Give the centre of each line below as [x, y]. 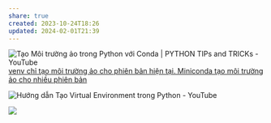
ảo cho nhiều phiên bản [48, 80]
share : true [28, 16]
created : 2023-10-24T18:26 [54, 23]
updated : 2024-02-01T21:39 [54, 31]
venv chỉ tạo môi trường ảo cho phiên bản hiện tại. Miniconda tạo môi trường [136, 71]
